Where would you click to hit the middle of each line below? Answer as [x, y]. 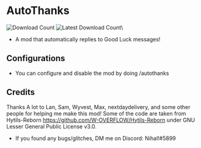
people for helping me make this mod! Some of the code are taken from [96, 113]
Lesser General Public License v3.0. [51, 126]
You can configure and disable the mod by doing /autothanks [92, 73]
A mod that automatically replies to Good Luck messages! [88, 39]
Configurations [36, 58]
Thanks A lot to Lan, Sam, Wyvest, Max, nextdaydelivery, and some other [98, 107]
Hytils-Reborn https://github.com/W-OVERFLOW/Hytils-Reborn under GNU [101, 120]
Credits [21, 92]
